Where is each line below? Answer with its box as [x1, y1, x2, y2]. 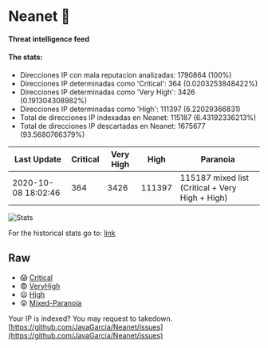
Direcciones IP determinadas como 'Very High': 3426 [19, 87, 195, 97]
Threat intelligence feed [8, 34, 90, 43]
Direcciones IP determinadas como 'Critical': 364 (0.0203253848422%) [19, 78, 258, 88]
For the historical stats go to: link [8, 228, 116, 238]
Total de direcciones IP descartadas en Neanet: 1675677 [19, 121, 206, 130]
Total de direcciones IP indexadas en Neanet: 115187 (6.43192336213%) [19, 112, 257, 122]
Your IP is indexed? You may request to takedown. [8, 314, 173, 323]
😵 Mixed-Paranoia [19, 298, 82, 307]
